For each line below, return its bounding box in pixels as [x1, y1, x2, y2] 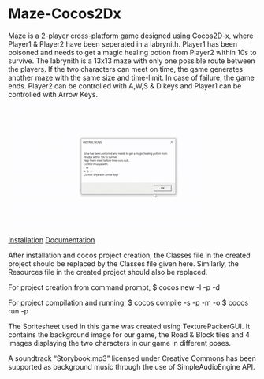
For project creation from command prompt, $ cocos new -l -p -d [8, 282, 221, 292]
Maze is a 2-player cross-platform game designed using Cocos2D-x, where [8, 31, 254, 40]
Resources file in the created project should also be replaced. [8, 267, 208, 276]
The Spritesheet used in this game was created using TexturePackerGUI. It [8, 321, 251, 331]
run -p [8, 306, 29, 316]
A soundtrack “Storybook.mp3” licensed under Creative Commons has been [8, 353, 256, 363]
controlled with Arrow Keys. [8, 89, 99, 99]
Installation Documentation [8, 235, 95, 245]
